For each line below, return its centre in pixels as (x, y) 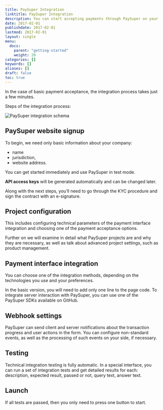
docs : (15, 46)
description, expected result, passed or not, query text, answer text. (73, 375)
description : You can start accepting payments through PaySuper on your (82, 19)
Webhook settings (33, 316)
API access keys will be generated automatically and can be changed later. (81, 182)
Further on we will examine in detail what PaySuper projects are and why (78, 238)
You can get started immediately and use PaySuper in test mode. (70, 172)
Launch (17, 391)
